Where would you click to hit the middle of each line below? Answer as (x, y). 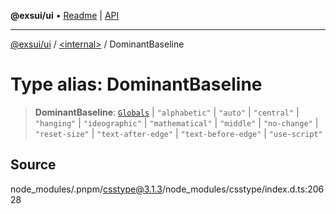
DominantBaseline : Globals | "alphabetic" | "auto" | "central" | (167, 112)
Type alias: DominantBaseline (136, 84)
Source (33, 165)
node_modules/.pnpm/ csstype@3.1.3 (86, 189)
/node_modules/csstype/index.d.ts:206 (243, 189)
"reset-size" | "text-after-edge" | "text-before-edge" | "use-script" (178, 133)
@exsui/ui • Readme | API (65, 15)
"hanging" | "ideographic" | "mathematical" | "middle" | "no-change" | (176, 122)
